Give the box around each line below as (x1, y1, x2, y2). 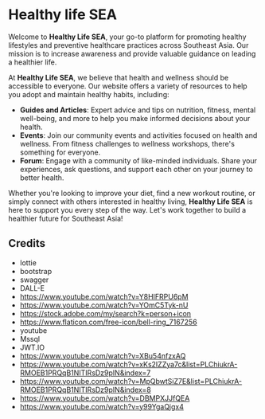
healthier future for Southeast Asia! (8, 213, 123, 223)
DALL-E (19, 283, 45, 292)
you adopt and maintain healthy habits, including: (8, 89, 170, 99)
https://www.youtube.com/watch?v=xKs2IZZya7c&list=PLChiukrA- (19, 359, 238, 369)
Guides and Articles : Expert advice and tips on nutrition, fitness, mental (19, 105, 256, 115)
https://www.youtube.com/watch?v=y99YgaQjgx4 (19, 401, 185, 411)
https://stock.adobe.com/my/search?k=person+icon (19, 308, 192, 318)
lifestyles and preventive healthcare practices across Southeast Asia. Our (8, 40, 249, 49)
